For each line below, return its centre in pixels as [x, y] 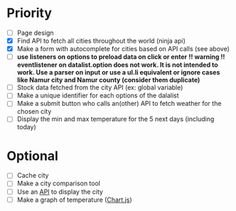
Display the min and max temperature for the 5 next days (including [116, 119]
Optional [32, 156]
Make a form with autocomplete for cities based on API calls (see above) [123, 49]
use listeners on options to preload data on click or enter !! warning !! [121, 57]
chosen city [34, 112]
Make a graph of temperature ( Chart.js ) [74, 200]
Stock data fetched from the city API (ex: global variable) [100, 87]
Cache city [33, 175]
